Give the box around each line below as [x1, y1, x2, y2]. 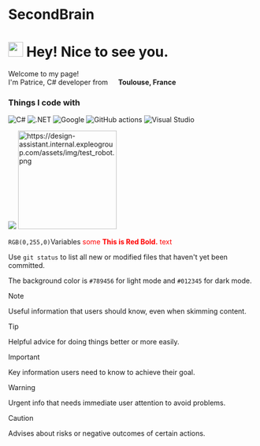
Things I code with [8, 97, 80, 108]
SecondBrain [8, 6, 95, 24]
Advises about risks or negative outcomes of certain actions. [8, 429, 206, 438]
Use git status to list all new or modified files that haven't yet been [8, 252, 228, 262]
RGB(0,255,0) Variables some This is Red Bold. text [8, 237, 173, 247]
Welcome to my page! [8, 69, 80, 79]
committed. [8, 261, 46, 270]
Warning [8, 383, 35, 392]
